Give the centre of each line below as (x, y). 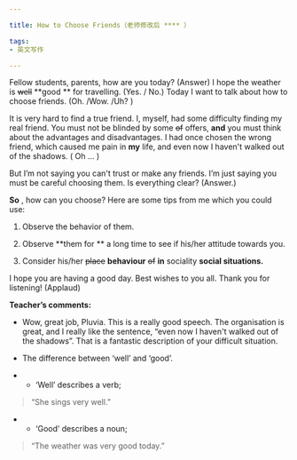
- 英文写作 (27, 50)
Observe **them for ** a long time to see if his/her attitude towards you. (153, 244)
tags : (19, 41)
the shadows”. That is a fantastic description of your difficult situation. (150, 341)
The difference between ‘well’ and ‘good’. (97, 358)
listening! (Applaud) (45, 288)
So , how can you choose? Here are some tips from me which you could (141, 200)
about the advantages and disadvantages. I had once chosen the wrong (141, 138)
